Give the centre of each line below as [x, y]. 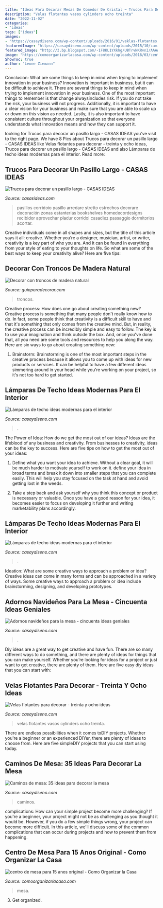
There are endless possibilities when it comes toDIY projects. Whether [75, 733]
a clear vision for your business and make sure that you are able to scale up [81, 109]
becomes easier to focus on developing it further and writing [73, 503]
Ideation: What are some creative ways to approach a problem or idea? [76, 571]
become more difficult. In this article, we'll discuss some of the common [77, 827]
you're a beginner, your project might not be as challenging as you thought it [81, 816]
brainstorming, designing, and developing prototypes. [59, 587]
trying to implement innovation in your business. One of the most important [80, 93]
